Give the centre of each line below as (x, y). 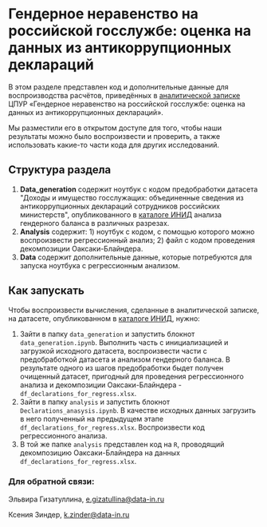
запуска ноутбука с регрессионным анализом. (100, 265)
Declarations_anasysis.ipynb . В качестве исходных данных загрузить (138, 410)
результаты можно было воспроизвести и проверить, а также (114, 136)
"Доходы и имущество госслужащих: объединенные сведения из (132, 197)
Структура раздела (60, 170)
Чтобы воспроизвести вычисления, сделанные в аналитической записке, (134, 310)
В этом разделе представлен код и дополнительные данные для (118, 87)
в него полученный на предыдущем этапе (92, 418)
